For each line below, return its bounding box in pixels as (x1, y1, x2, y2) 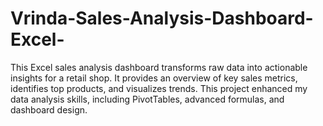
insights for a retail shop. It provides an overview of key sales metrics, (10, 72, 298, 84)
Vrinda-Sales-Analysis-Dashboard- (10, 7, 314, 30)
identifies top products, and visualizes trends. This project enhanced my (10, 82, 308, 94)
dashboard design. (10, 103, 88, 116)
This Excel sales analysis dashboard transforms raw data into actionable (10, 61, 308, 73)
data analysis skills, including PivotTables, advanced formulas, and (10, 93, 285, 105)
